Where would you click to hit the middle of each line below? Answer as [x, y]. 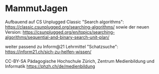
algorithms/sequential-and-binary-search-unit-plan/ [57, 37]
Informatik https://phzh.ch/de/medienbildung [50, 66]
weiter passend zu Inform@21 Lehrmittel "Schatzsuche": [62, 46]
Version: [13, 32]
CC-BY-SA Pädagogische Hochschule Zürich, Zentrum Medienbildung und [80, 61]
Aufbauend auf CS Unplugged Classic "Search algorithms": [64, 22]
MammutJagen [36, 8]
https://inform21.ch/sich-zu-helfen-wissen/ [48, 52]
